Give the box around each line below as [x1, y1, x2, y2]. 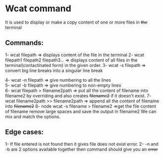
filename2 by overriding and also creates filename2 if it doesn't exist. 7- [5, 93, 152, 98]
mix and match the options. [5, 114, 61, 120]
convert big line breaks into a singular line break [5, 67, 103, 73]
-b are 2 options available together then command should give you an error [5, 146, 158, 152]
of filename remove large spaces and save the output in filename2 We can [5, 108, 157, 114]
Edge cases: [5, 128, 44, 136]
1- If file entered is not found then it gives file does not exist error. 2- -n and [5, 141, 159, 147]
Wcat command [5, 3, 72, 14]
